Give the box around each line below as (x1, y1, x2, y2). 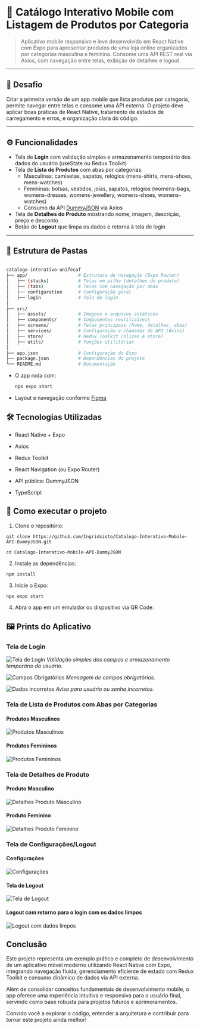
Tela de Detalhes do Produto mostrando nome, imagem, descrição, (14, 210, 181, 217)
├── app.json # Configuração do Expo (6, 350, 137, 356)
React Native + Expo (14, 431, 65, 438)
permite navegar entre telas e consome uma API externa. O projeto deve (6, 101, 183, 109)
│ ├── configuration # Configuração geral (6, 289, 132, 295)
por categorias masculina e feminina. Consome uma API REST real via (20, 50, 192, 57)
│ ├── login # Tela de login (6, 295, 118, 301)
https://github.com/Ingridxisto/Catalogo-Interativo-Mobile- (32, 533, 187, 539)
